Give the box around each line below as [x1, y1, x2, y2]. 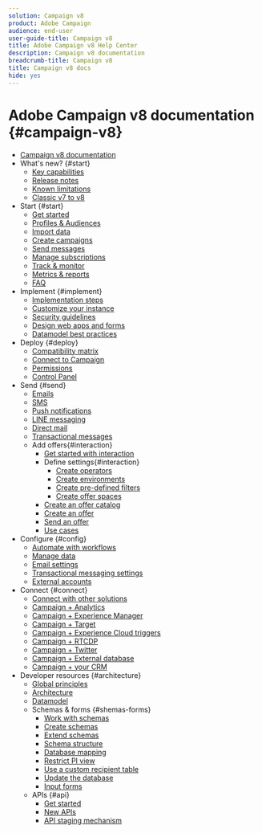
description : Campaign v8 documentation [8, 49, 146, 57]
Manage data [31, 551, 76, 561]
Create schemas [43, 721, 99, 731]
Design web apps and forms [31, 321, 126, 330]
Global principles [31, 679, 88, 688]
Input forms [43, 781, 83, 791]
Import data [31, 227, 71, 236]
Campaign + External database [31, 653, 135, 663]
